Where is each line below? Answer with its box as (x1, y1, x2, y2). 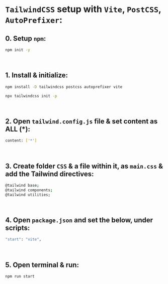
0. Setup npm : (5, 34, 46, 43)
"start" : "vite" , (5, 237, 42, 242)
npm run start (5, 274, 35, 279)
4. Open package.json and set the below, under (5, 216, 153, 224)
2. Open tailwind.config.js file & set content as (5, 117, 158, 125)
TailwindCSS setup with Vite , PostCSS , (5, 4, 161, 15)
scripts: (5, 223, 30, 232)
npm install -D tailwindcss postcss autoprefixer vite (5, 84, 123, 89)
